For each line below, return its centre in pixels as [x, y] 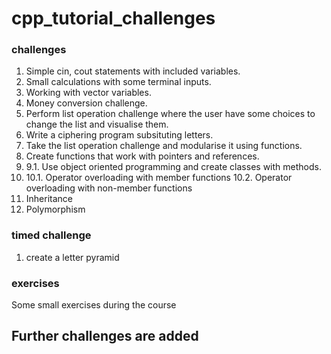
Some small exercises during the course [94, 305]
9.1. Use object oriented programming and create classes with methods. [173, 167]
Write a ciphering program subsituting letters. [119, 135]
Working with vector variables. [88, 93]
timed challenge [51, 235]
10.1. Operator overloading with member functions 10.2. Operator [159, 178]
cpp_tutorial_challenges [113, 18]
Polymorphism [55, 209]
